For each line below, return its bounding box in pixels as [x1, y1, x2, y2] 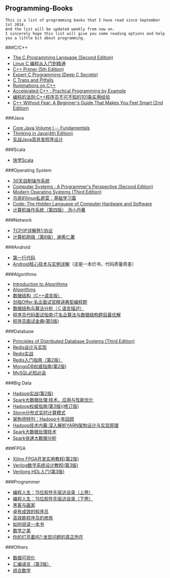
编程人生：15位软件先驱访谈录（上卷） [12, 489, 93, 495]
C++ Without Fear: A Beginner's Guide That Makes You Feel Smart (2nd [12, 99, 163, 106]
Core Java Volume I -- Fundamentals [12, 124, 90, 131]
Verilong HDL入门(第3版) [12, 468, 65, 474]
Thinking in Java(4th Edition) [12, 130, 73, 136]
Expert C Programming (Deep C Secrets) [12, 71, 98, 78]
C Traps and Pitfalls [12, 77, 54, 83]
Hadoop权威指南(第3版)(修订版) [12, 403, 79, 409]
